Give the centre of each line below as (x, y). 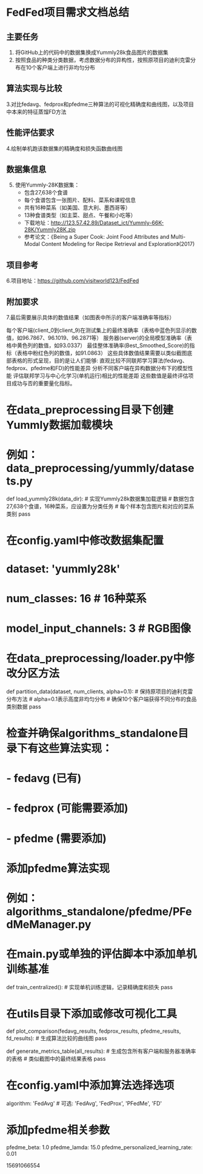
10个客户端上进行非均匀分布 (61, 68)
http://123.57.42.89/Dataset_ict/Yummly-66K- (107, 223)
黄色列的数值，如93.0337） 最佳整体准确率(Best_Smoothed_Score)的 (103, 345)
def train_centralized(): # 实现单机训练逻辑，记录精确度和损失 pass (90, 987)
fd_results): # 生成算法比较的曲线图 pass (57, 1038)
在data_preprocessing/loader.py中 (95, 658)
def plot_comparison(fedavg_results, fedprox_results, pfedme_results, (94, 1031)
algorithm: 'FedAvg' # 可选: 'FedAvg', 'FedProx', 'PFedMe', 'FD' (84, 1103)
